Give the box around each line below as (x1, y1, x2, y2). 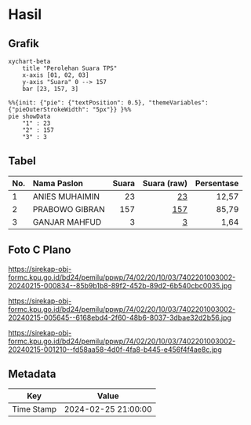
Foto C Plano (8, 244, 71, 257)
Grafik (8, 37, 39, 50)
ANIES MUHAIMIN (32, 191, 100, 202)
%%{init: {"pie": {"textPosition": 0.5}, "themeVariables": (8, 99, 209, 107)
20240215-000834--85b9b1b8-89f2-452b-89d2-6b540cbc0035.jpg (8, 280, 233, 290)
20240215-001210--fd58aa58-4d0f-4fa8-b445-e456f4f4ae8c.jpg (8, 344, 222, 354)
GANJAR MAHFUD (32, 216, 102, 227)
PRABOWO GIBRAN (32, 203, 105, 214)
